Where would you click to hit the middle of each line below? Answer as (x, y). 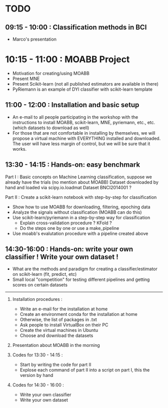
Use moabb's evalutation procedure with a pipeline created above (80, 233)
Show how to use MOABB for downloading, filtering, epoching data (81, 207)
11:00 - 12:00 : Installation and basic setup (72, 105)
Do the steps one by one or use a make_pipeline (69, 228)
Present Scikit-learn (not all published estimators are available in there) (85, 84)
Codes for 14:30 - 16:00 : (38, 385)
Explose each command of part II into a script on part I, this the (85, 370)
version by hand (36, 375)
